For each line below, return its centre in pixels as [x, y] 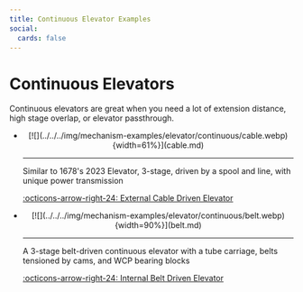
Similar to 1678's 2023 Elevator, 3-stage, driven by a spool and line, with [156, 171]
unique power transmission [73, 181]
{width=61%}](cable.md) [158, 145]
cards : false [42, 38]
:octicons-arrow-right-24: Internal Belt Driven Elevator [123, 278]
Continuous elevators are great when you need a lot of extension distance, [148, 109]
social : [24, 28]
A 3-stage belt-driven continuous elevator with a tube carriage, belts [150, 251]
